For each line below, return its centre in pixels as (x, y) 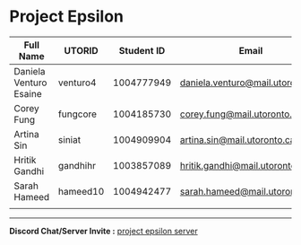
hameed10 (81, 191)
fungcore (77, 114)
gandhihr (77, 165)
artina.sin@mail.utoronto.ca (237, 139)
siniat (69, 139)
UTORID (81, 50)
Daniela (30, 71)
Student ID (142, 50)
